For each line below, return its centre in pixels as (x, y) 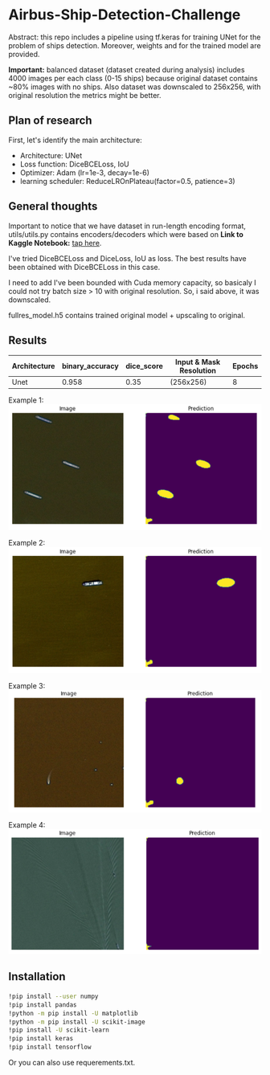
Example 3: (27, 685)
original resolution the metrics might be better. (85, 95)
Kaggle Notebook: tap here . (55, 243)
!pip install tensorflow (50, 1047)
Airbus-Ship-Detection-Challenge (125, 15)
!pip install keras (41, 1039)
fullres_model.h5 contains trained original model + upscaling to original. (127, 315)
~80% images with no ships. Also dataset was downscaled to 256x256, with (135, 87)
